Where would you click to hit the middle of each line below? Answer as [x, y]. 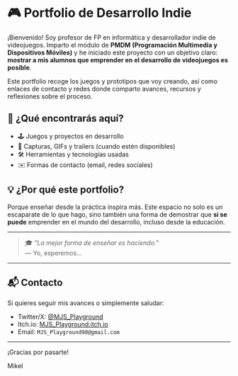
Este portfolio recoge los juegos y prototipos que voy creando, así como [113, 81]
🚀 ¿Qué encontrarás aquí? [66, 119]
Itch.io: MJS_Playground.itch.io [63, 324]
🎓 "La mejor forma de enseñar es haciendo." [92, 243]
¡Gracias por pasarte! [38, 352]
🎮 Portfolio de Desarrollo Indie [100, 13]
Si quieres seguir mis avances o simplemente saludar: [86, 303]
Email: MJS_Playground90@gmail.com [69, 332]
